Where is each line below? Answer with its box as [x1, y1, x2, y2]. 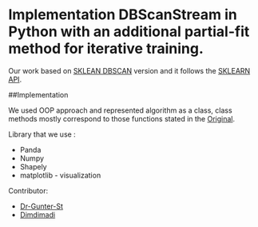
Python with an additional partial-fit [8, 22, 250, 41]
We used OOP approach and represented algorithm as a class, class [8, 106, 233, 115]
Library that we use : [8, 129, 76, 139]
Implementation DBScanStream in [8, 6, 237, 24]
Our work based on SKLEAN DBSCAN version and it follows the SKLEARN [8, 66, 251, 75]
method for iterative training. [8, 40, 204, 58]
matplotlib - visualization [19, 170, 101, 180]
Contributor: [8, 185, 49, 195]
